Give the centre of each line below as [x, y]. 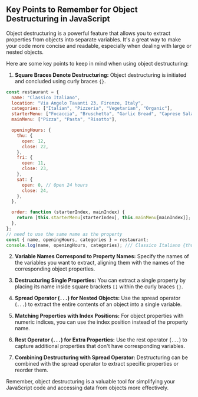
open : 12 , [34, 141]
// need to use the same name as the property [64, 234]
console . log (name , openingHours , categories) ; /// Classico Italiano [93, 245]
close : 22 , [35, 147]
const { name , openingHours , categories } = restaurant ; [77, 240]
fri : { [25, 158]
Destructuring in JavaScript [58, 19]
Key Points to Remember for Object [72, 10]
